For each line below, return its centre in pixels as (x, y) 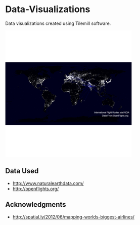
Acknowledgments (36, 204)
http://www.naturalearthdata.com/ (48, 183)
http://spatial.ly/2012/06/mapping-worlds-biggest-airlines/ (74, 217)
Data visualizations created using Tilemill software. (58, 23)
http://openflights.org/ (36, 189)
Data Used (22, 171)
